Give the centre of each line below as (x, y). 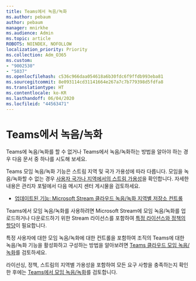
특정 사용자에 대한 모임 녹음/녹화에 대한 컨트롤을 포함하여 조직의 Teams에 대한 (95, 238)
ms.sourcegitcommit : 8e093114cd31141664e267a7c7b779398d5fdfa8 (85, 82)
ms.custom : (19, 60)
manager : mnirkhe (27, 28)
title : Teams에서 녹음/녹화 (37, 11)
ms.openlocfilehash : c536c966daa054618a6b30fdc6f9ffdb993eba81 (85, 77)
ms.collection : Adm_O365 (36, 55)
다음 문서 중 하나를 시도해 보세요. (49, 159)
